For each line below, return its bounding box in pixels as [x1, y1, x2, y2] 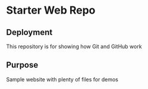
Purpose [6, 60, 39, 70]
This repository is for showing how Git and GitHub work [6, 43, 142, 50]
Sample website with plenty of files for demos [6, 75, 119, 83]
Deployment [6, 27, 53, 37]
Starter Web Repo [6, 4, 96, 17]
